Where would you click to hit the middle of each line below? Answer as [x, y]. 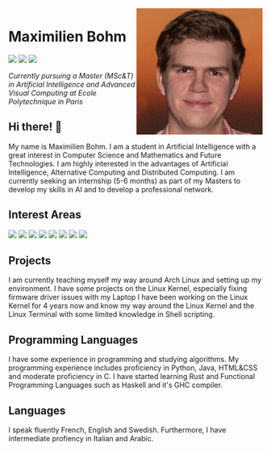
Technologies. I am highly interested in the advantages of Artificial [118, 163]
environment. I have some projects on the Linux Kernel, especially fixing [128, 289]
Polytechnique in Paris [46, 101]
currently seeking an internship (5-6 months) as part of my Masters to [125, 180]
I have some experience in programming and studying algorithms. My [124, 360]
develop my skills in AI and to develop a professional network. [111, 189]
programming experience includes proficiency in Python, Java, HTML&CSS [133, 368]
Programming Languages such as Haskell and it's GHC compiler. [116, 385]
